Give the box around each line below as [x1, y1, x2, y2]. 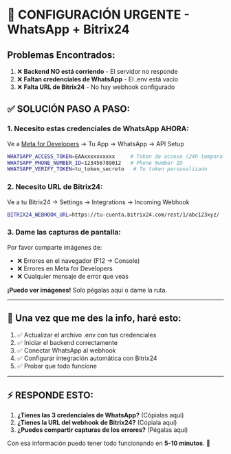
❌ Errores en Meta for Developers [16, 264, 113, 273]
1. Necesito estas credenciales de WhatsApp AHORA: [7, 124, 189, 134]
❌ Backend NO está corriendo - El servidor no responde [16, 68, 178, 75]
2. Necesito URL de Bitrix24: [7, 182, 103, 192]
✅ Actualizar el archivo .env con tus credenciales [16, 330, 157, 339]
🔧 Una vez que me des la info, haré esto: [7, 313, 181, 324]
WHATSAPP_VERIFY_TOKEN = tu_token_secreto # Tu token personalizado [7, 166, 208, 172]
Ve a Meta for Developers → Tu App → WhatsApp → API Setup [7, 139, 184, 148]
